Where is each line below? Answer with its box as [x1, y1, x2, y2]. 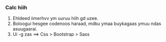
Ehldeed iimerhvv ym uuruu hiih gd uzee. [12, 15, 98, 21]
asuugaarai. [12, 26, 38, 32]
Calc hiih [5, 4, 27, 11]
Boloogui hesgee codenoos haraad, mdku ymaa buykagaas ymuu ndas [12, 20, 161, 26]
